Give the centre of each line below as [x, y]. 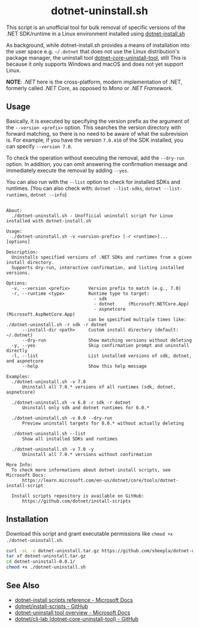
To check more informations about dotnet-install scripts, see [91, 470]
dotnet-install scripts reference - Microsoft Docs [74, 600]
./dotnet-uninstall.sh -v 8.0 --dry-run [62, 418]
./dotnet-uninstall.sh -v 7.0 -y [53, 449]
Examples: [18, 377]
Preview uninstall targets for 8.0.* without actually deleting [103, 423]
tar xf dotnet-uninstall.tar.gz [46, 556]
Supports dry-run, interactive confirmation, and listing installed [98, 267]
